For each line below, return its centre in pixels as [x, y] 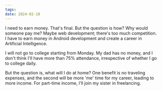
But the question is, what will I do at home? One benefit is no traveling [75, 73]
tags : [10, 9]
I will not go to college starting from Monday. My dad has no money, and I [79, 53]
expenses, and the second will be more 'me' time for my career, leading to [80, 78]
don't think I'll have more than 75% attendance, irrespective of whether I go [81, 58]
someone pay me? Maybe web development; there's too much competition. [81, 33]
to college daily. [21, 63]
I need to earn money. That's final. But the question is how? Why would [76, 28]
